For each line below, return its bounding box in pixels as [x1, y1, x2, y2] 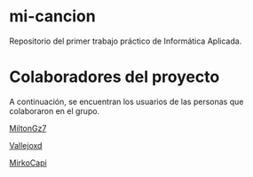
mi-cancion [9, 6, 96, 27]
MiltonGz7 [9, 123, 47, 133]
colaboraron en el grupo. [9, 105, 100, 117]
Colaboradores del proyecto [9, 67, 220, 87]
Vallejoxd [9, 140, 43, 150]
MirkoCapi [9, 157, 47, 168]
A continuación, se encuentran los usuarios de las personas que [9, 96, 244, 107]
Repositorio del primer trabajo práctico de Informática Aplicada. [9, 36, 242, 46]
